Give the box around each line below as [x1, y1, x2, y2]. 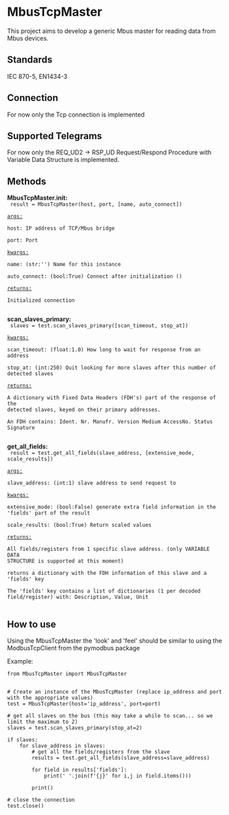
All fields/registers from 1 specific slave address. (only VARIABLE [7, 546, 210, 553]
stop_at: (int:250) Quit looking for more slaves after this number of [7, 364, 216, 371]
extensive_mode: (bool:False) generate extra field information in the [7, 504, 216, 511]
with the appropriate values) [7, 694, 94, 701]
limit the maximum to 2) [7, 718, 78, 725]
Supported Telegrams [7, 130, 103, 141]
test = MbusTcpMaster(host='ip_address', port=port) [7, 700, 161, 707]
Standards [7, 54, 53, 66]
